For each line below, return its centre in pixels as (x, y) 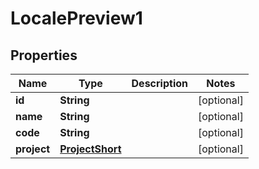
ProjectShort (90, 149)
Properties (44, 55)
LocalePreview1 (76, 18)
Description (159, 83)
